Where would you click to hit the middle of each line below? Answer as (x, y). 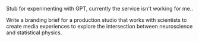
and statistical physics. (34, 33)
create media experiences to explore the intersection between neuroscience (99, 26)
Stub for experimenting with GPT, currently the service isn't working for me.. (99, 9)
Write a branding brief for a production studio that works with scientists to (97, 20)
